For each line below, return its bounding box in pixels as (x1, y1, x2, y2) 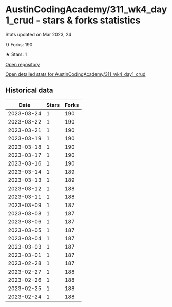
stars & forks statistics (42, 14, 141, 26)
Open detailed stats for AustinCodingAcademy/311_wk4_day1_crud (5, 71, 146, 77)
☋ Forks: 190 (5, 41, 33, 47)
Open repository (5, 61, 40, 67)
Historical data (5, 86, 53, 95)
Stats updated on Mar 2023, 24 (5, 31, 72, 37)
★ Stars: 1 (5, 51, 27, 57)
